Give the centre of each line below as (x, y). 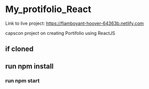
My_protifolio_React (48, 9)
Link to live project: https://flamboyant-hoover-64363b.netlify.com (75, 23)
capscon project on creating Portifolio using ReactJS (60, 33)
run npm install (30, 66)
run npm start (22, 80)
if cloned (20, 49)
